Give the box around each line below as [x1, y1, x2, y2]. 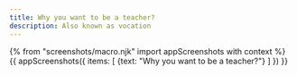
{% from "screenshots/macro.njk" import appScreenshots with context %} [9, 46, 286, 56]
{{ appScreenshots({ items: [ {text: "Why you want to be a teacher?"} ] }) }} [9, 55, 289, 66]
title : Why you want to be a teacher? [9, 12, 155, 22]
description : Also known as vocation [9, 21, 152, 30]
